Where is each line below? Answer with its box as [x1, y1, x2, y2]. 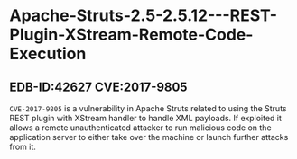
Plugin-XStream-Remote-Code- [9, 24, 254, 45]
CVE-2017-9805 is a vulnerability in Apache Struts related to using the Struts [9, 103, 287, 113]
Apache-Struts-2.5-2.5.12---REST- [9, 5, 278, 26]
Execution [9, 44, 87, 64]
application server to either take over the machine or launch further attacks [9, 132, 289, 142]
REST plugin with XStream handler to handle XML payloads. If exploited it [9, 113, 283, 123]
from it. [9, 141, 36, 152]
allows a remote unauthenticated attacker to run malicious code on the [9, 122, 273, 133]
